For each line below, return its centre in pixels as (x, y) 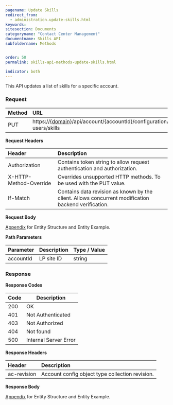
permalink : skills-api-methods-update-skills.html (61, 62)
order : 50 (16, 57)
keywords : (16, 24)
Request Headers (24, 140)
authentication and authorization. (97, 168)
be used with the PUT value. (92, 183)
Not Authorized (45, 323)
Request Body (21, 217)
